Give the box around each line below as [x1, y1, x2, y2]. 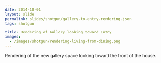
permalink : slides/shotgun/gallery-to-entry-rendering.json [5, 16, 132, 21]
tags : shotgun [5, 21, 35, 26]
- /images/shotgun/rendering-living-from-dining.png [9, 39, 121, 44]
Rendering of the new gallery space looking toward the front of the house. [5, 52, 157, 58]
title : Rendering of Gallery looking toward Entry [5, 30, 112, 35]
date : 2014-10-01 [5, 7, 41, 12]
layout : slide [5, 12, 35, 17]
